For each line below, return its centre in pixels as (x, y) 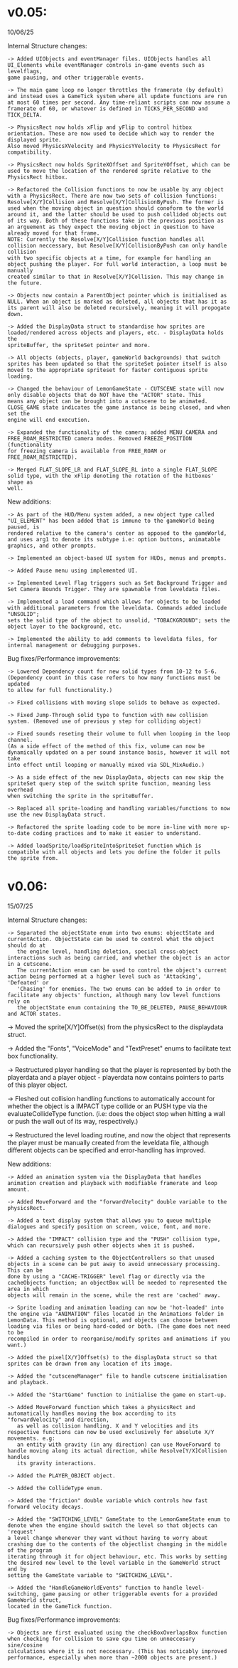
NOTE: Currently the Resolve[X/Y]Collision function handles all (106, 239)
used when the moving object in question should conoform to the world (115, 208)
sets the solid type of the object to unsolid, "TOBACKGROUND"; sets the (119, 620)
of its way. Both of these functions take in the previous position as (115, 221)
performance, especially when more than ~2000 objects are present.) (113, 1657)
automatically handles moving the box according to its (92, 1413)
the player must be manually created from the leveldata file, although (108, 1142)
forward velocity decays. (45, 1507)
